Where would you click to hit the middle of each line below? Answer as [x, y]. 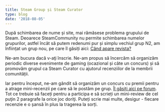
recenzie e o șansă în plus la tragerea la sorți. [52, 105]
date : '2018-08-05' [25, 19]
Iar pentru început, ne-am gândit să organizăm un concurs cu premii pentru [82, 83]
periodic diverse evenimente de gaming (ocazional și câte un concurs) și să [82, 63]
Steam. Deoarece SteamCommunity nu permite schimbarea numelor [75, 38]
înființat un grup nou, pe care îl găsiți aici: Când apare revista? [68, 49]
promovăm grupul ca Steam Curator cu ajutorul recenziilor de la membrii [79, 69]
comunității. [17, 74]
